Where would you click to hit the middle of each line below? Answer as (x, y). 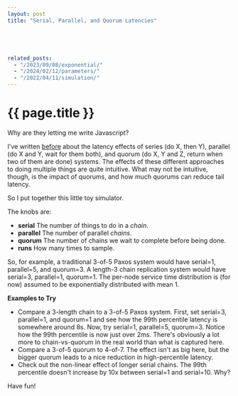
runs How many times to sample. (66, 248)
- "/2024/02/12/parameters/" (57, 72)
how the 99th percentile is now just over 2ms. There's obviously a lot (119, 334)
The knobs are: (29, 211)
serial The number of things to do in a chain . (83, 225)
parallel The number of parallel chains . (75, 233)
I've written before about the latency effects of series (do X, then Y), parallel (119, 146)
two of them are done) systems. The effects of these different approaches (116, 161)
